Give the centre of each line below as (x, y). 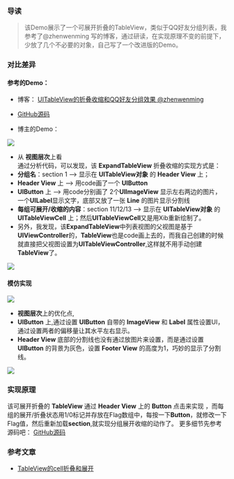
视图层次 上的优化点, (46, 313)
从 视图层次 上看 (40, 157)
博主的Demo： (38, 129)
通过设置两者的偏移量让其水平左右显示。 (75, 330)
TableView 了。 (39, 253)
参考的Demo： (28, 82)
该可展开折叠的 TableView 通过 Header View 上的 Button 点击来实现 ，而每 (116, 406)
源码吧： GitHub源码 (37, 432)
